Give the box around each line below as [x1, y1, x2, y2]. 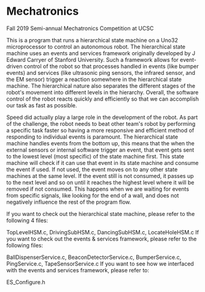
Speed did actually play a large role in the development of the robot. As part [6, 113, 198, 121]
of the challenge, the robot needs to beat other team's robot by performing [6, 120, 196, 127]
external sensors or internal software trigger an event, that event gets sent [6, 146, 195, 153]
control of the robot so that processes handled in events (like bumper [23, 63, 199, 70]
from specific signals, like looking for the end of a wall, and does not [6, 191, 179, 199]
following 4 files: [6, 217, 48, 224]
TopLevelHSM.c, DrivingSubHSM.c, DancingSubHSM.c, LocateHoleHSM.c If [6, 228, 199, 236]
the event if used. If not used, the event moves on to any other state [6, 166, 178, 173]
